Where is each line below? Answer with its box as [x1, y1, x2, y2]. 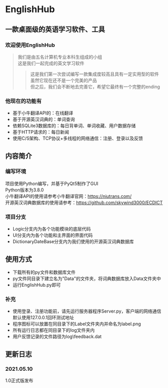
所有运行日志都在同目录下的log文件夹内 [12, 327, 95, 333]
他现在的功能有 [5, 97, 42, 104]
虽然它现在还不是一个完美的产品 [30, 77, 97, 83]
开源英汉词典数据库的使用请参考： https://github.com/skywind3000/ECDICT [5, 199, 163, 206]
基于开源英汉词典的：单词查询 [12, 117, 75, 123]
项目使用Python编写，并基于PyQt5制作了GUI [5, 180, 99, 186]
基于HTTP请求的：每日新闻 [12, 129, 69, 135]
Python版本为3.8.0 [5, 186, 44, 193]
